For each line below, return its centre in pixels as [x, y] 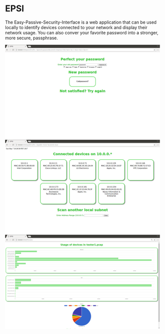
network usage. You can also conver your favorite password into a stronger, [82, 32]
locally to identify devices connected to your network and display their [76, 27]
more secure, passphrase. [31, 38]
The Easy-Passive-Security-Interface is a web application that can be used [81, 22]
